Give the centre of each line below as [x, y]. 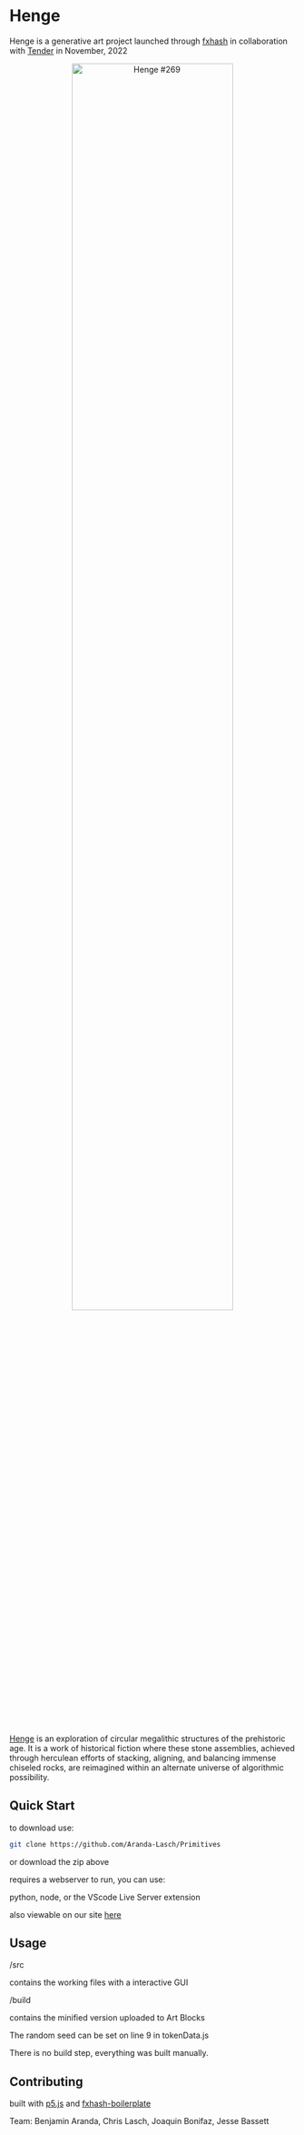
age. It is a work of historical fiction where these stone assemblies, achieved [152, 1748]
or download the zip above [59, 1861]
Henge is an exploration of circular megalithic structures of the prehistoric [147, 1739]
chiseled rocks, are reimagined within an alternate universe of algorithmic [147, 1767]
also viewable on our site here [65, 1914]
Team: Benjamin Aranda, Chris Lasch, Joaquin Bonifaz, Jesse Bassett [139, 2121]
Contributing [46, 2082]
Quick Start [42, 1806]
